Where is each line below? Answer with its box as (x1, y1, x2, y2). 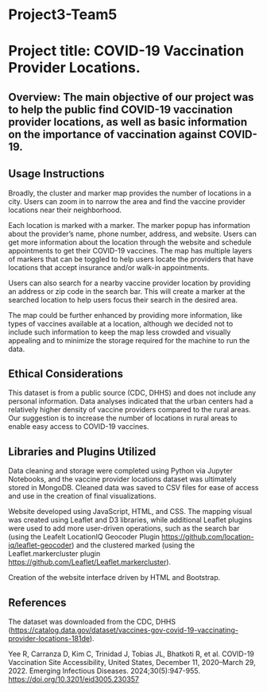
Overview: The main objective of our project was (8, 90, 254, 104)
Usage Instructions (8, 167, 105, 180)
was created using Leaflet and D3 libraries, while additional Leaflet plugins (8, 515, 253, 525)
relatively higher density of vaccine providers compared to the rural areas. (8, 405, 252, 415)
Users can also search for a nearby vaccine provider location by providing (8, 278, 251, 288)
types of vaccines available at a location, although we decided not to (8, 319, 234, 328)
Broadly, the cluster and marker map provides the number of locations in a (8, 188, 252, 198)
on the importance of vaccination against (8, 127, 217, 141)
